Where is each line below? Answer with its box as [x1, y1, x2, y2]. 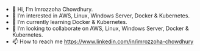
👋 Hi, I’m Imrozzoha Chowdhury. [12, 6, 93, 13]
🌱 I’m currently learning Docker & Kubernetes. [12, 19, 127, 25]
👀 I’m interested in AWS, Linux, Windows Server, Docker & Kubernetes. [12, 12, 190, 19]
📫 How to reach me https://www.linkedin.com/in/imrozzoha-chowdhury [12, 38, 194, 45]
